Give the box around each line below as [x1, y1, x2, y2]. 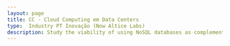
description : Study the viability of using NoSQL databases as [7, 28, 192, 36]
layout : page [7, 9, 44, 17]
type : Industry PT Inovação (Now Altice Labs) [7, 22, 146, 29]
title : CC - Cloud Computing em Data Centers [7, 16, 139, 23]
